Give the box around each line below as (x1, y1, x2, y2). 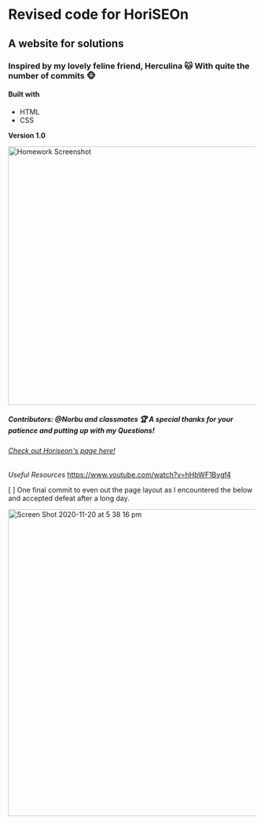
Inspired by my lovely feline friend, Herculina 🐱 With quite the (8, 60, 250, 71)
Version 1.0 (8, 130, 46, 140)
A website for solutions (8, 37, 124, 50)
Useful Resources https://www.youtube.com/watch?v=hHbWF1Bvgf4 (8, 470, 232, 480)
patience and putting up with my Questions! (8, 426, 155, 435)
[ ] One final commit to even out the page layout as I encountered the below (8, 485, 253, 495)
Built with (8, 90, 40, 99)
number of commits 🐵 (8, 70, 97, 81)
